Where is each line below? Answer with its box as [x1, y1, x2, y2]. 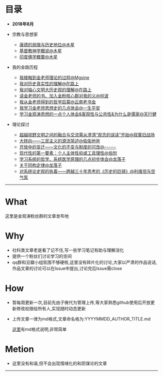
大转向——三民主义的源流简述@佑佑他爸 [19, 138, 100, 144]
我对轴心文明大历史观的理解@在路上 [19, 87, 92, 93]
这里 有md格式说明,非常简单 [12, 326, 67, 332]
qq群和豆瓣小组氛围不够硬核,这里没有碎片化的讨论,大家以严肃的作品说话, [12, 259, 158, 265]
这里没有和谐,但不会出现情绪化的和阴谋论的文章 [12, 360, 107, 366]
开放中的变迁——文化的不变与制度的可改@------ [19, 144, 116, 150]
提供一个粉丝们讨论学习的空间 [12, 253, 72, 259]
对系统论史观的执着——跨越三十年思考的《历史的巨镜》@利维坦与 [19, 168, 151, 174]
